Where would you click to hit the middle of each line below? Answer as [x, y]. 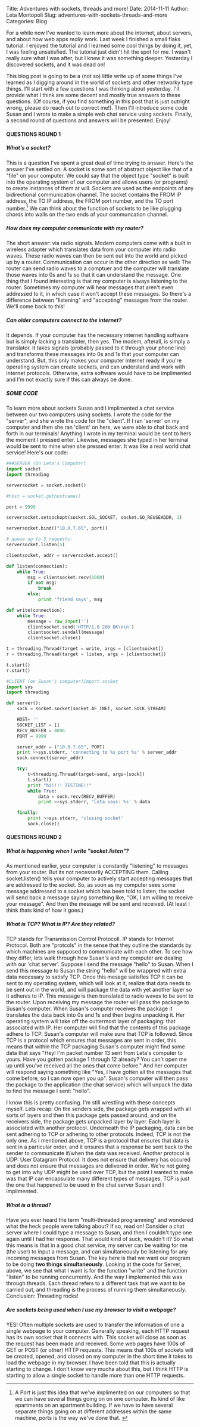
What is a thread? [29, 1205]
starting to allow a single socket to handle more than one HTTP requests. [96, 1375]
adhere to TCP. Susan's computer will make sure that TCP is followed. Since [99, 1034]
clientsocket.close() [54, 638]
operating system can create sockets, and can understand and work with [96, 367]
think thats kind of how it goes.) [45, 910]
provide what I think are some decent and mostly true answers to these [93, 95]
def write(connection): [36, 610]
